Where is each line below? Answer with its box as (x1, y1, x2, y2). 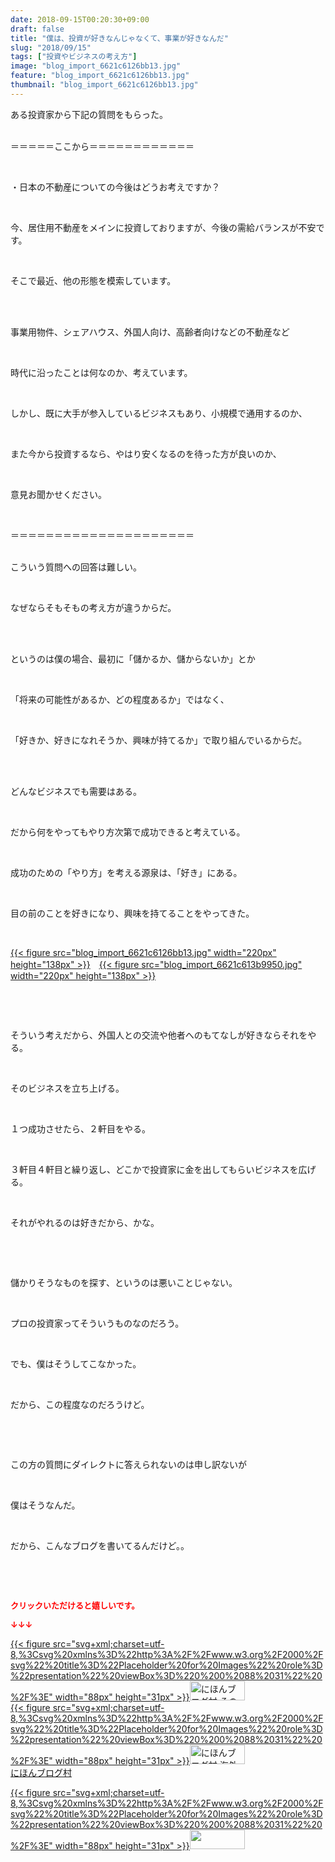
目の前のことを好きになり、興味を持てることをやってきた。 (10, 907, 255, 919)
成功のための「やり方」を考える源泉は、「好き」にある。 (10, 866, 243, 878)
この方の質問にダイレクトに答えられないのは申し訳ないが (10, 1458, 247, 1470)
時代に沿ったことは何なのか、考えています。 (10, 366, 193, 378)
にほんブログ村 (10, 1766, 72, 1778)
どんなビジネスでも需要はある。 (10, 785, 142, 797)
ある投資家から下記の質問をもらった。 (10, 108, 168, 120)
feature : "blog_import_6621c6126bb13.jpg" (10, 71, 190, 81)
